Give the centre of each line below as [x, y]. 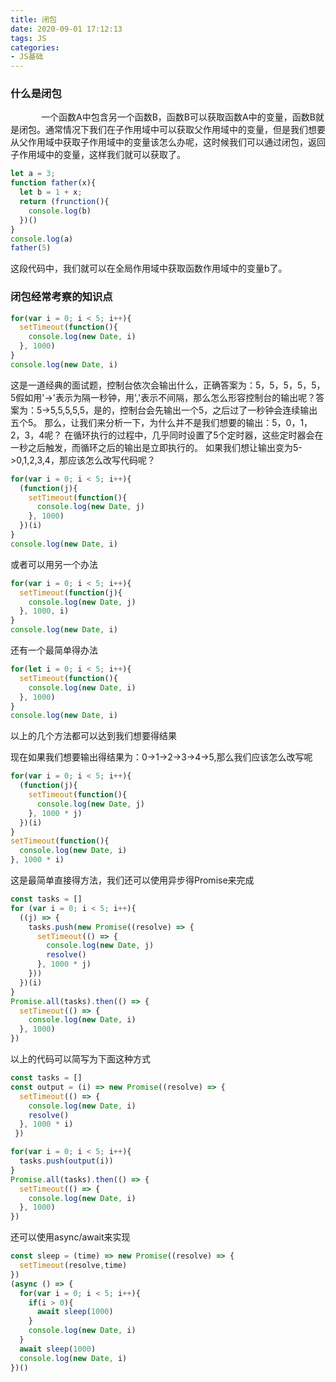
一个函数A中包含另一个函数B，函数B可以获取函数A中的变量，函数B [178, 117]
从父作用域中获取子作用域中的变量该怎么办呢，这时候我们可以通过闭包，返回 [168, 142]
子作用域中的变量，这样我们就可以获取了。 [98, 155]
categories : [35, 47]
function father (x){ [53, 183]
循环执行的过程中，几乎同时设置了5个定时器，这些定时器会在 [198, 435]
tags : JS [28, 38]
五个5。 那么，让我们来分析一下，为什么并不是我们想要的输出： [141, 422]
